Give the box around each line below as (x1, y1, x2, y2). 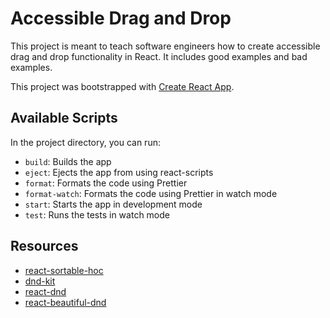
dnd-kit (24, 275, 56, 287)
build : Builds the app (24, 155, 112, 167)
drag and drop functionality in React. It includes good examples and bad (10, 50, 308, 62)
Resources (10, 238, 79, 255)
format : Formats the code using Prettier (24, 177, 188, 189)
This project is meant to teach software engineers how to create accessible (10, 40, 321, 52)
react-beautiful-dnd (24, 296, 107, 308)
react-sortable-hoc (24, 264, 104, 276)
